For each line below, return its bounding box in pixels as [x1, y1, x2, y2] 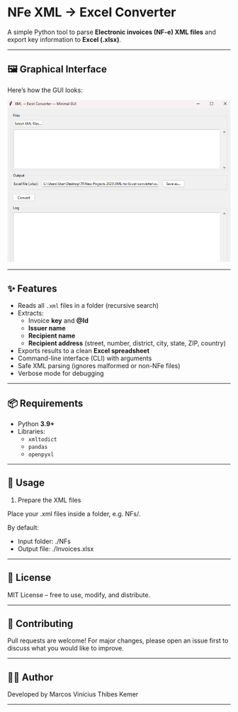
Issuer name [28, 324, 66, 333]
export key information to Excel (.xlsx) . [7, 35, 122, 43]
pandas [28, 443, 48, 450]
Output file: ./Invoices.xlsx [17, 544, 94, 553]
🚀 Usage [7, 477, 45, 489]
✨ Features [7, 282, 57, 294]
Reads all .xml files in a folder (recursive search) [17, 301, 159, 310]
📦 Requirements [7, 397, 84, 409]
